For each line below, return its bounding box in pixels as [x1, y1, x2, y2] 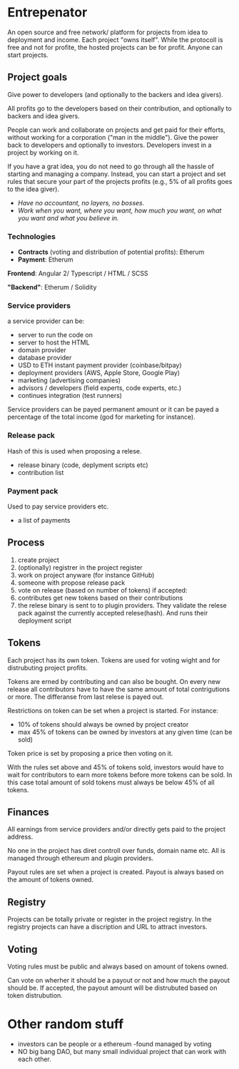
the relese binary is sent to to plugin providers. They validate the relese [17, 600, 227, 610]
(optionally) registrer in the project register [17, 563, 143, 571]
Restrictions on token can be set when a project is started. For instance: [7, 706, 219, 715]
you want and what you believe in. [17, 213, 119, 222]
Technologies [7, 231, 56, 241]
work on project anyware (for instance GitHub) [17, 571, 155, 579]
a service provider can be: [7, 317, 85, 325]
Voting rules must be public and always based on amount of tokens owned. [7, 962, 228, 971]
